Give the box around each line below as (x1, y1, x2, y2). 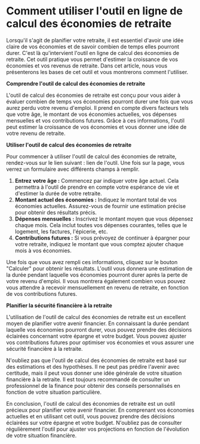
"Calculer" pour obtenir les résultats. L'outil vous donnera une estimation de (6, 265, 193, 272)
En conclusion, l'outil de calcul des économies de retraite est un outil (6, 400, 175, 407)
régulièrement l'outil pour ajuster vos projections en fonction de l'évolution (6, 425, 189, 433)
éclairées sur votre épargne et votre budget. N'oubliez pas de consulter (6, 419, 182, 426)
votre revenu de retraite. (6, 130, 66, 137)
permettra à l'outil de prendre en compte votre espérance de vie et (14, 183, 179, 191)
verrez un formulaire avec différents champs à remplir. (6, 166, 140, 173)
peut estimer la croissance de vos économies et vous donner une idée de (6, 123, 187, 130)
